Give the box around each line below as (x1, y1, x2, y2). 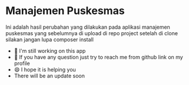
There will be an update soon (14, 72, 85, 79)
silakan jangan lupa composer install (5, 36, 94, 43)
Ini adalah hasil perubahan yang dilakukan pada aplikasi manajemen (5, 23, 170, 30)
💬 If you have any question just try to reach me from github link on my (14, 53, 183, 60)
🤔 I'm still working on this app (14, 47, 86, 54)
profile (14, 60, 30, 67)
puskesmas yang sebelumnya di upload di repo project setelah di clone (5, 29, 178, 36)
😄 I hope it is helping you (14, 66, 76, 73)
